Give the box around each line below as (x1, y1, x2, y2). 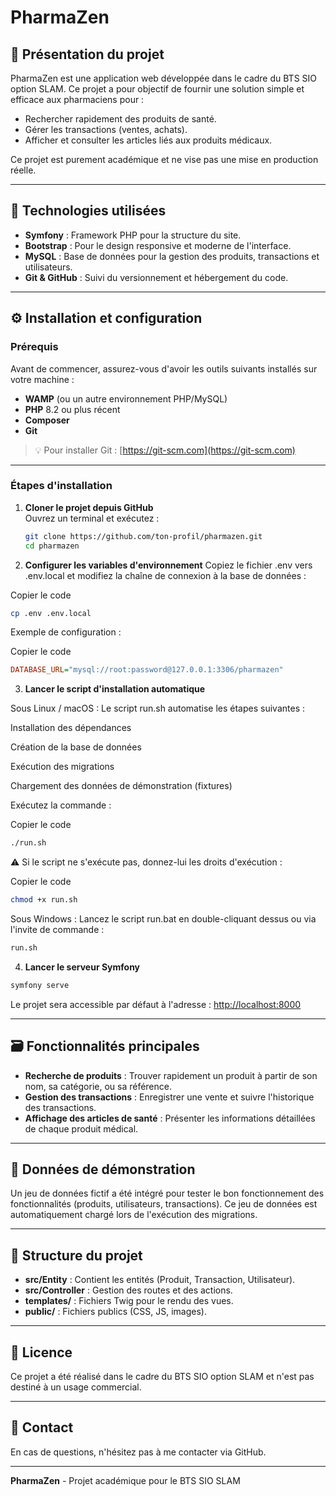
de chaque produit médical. (24, 1122, 139, 1135)
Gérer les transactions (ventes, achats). (24, 124, 188, 135)
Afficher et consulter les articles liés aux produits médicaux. (24, 134, 273, 146)
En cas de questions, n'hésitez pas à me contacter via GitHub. (10, 1446, 267, 1458)
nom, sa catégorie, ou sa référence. (24, 1080, 172, 1092)
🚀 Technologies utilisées (10, 202, 167, 220)
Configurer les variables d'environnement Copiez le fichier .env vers (24, 559, 313, 571)
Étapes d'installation (10, 479, 113, 493)
